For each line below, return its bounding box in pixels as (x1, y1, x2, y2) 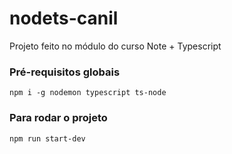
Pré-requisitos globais (9, 65, 121, 79)
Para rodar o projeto (9, 111, 108, 125)
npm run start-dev (9, 133, 86, 144)
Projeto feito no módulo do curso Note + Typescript (9, 40, 222, 52)
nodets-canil (9, 7, 119, 30)
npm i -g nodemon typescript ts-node (9, 88, 167, 98)
